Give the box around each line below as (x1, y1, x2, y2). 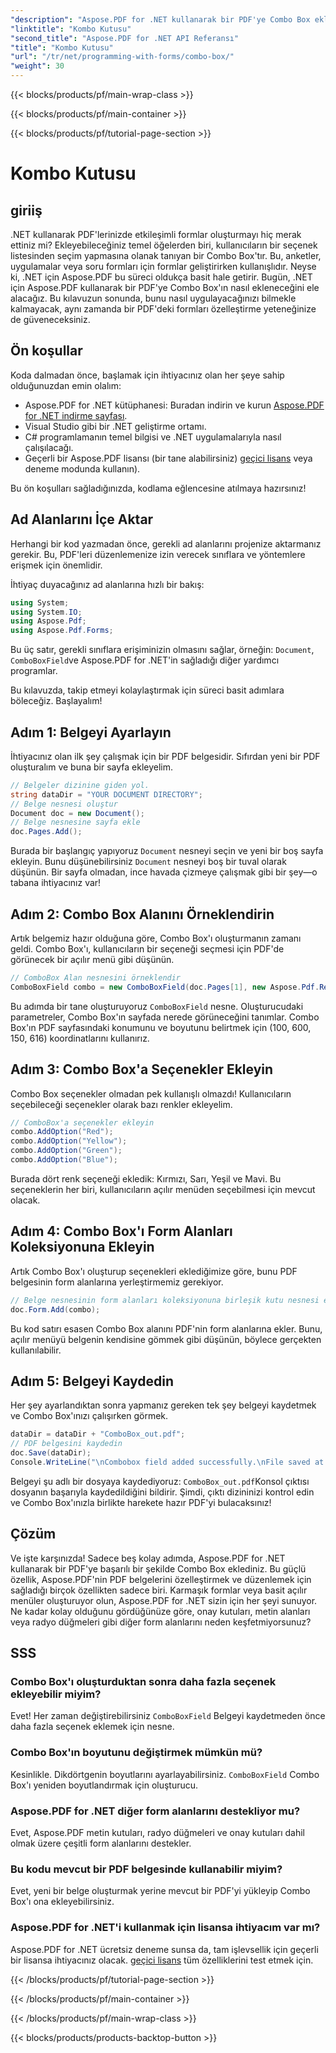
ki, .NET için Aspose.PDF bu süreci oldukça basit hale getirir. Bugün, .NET (10, 271, 313, 283)
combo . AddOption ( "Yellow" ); (10, 1136, 128, 1146)
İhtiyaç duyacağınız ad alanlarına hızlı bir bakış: (10, 578, 205, 590)
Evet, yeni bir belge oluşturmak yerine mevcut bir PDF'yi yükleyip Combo (10, 1885, 311, 1897)
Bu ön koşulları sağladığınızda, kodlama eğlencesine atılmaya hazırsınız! (10, 482, 307, 494)
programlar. (10, 665, 58, 677)
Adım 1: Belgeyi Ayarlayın (10, 724, 172, 741)
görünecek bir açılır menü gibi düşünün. (10, 954, 175, 965)
